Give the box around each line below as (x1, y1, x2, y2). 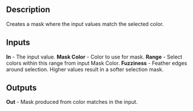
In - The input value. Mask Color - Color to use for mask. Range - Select (6, 53, 183, 60)
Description (6, 5, 50, 15)
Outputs (6, 83, 37, 93)
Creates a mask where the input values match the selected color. (6, 20, 164, 27)
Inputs (6, 38, 31, 48)
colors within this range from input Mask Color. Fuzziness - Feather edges (6, 59, 188, 67)
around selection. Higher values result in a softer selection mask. (6, 66, 164, 73)
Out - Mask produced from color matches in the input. (6, 99, 138, 106)
